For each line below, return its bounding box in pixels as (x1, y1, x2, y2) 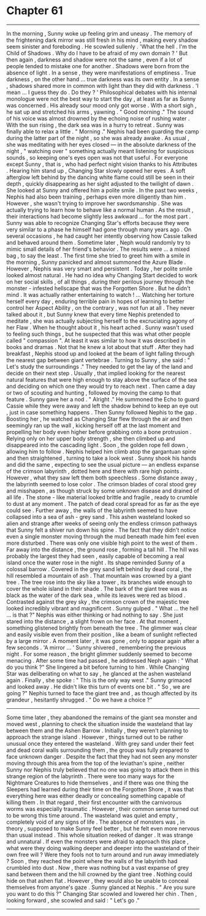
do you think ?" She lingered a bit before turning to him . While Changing (6, 663, 189, 671)
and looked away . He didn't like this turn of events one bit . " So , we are (6, 683, 190, 690)
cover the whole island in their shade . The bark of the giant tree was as (6, 585, 188, 592)
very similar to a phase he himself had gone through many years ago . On (6, 226, 192, 233)
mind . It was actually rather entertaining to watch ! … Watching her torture (6, 291, 194, 298)
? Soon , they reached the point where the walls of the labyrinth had (6, 857, 178, 864)
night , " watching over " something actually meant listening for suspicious (6, 147, 194, 154)
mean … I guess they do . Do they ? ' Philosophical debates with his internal (6, 89, 197, 96)
